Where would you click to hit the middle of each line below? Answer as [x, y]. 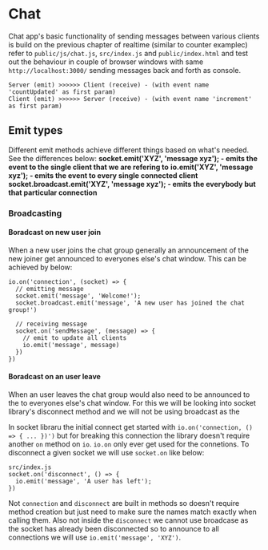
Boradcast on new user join [55, 233]
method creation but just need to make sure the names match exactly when [133, 512]
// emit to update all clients [75, 338]
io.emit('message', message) [71, 345]
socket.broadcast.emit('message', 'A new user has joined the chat [130, 303]
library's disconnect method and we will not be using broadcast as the [124, 412]
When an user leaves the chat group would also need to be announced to [129, 394]
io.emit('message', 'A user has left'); [84, 482]
